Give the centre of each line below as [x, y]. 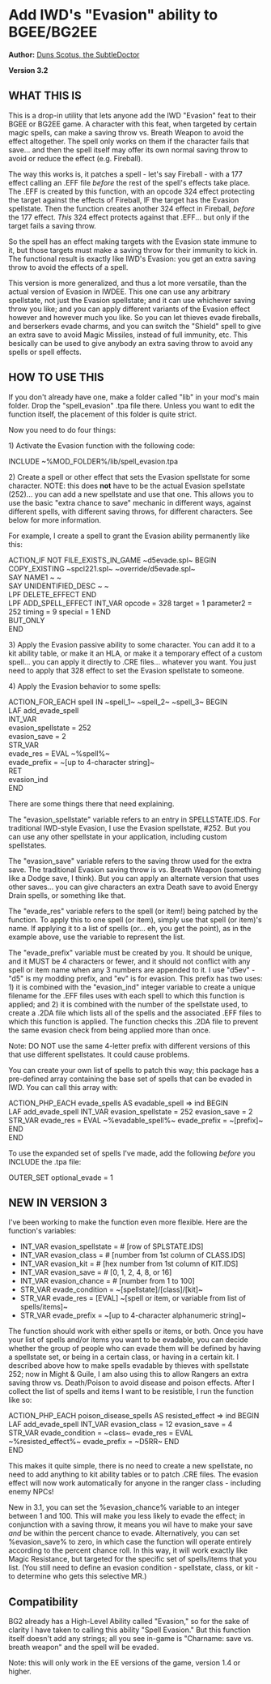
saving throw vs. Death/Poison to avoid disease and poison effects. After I [131, 1383]
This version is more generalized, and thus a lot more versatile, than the [128, 283]
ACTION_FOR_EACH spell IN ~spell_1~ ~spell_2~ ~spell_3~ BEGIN [118, 702]
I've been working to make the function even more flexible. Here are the [128, 1222]
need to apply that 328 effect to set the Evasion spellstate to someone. [126, 670]
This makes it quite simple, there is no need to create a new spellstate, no [131, 1466]
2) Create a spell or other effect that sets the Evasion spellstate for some [129, 477]
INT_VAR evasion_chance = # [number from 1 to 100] [108, 1281]
